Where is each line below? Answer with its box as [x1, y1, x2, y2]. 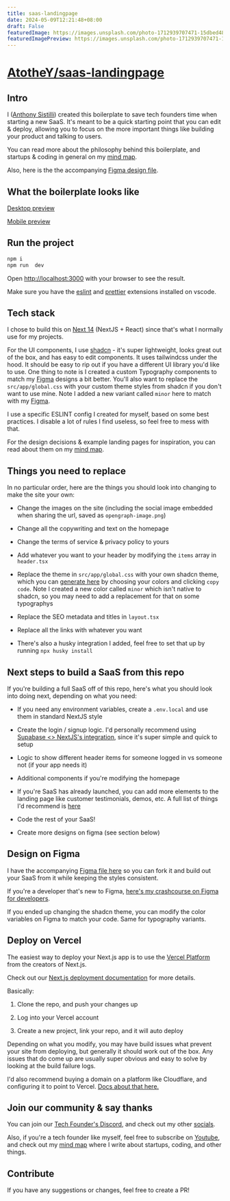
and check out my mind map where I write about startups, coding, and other [7, 1141, 222, 1149]
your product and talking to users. [7, 132, 103, 140]
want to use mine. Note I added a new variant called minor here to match [7, 390, 212, 398]
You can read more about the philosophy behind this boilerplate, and [7, 145, 201, 154]
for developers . [7, 894, 50, 902]
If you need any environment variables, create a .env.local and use [16, 705, 209, 713]
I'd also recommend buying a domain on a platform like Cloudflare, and [7, 1075, 207, 1083]
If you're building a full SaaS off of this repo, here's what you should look [7, 684, 213, 693]
